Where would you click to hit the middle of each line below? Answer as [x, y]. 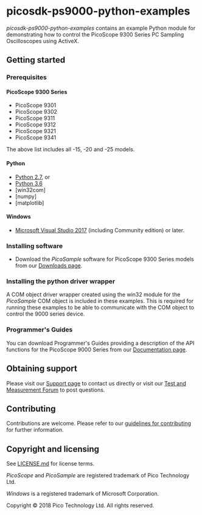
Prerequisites [26, 77]
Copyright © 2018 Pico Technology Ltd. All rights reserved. [80, 505]
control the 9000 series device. [46, 314]
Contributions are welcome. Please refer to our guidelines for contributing [99, 423]
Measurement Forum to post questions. [56, 390]
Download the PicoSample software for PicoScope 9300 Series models [104, 259]
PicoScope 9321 [36, 131]
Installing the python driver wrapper [61, 282]
